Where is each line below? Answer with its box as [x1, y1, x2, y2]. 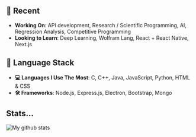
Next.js [14, 40, 33, 47]
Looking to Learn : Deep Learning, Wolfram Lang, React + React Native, [14, 34, 189, 42]
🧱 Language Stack [6, 58, 75, 68]
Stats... [6, 109, 34, 119]
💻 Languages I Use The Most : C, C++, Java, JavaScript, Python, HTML [14, 74, 191, 81]
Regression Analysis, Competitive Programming [14, 28, 131, 35]
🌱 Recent [6, 6, 40, 16]
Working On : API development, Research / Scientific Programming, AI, [14, 21, 187, 28]
